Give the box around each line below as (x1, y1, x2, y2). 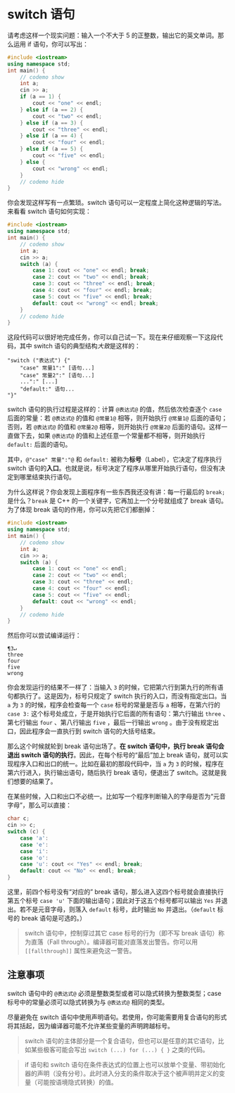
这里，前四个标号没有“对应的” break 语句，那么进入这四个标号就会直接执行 (7, 887, 224, 896)
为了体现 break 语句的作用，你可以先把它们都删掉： (7, 505, 157, 514)
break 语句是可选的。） (20, 914, 87, 923)
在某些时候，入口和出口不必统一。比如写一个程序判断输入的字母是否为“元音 (7, 792, 227, 801)
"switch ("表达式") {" (7, 357, 71, 365)
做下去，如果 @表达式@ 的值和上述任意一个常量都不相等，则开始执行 (13, 431, 205, 440)
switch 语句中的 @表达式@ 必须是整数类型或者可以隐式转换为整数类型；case (7, 989, 222, 997)
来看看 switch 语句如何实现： (7, 207, 91, 215)
